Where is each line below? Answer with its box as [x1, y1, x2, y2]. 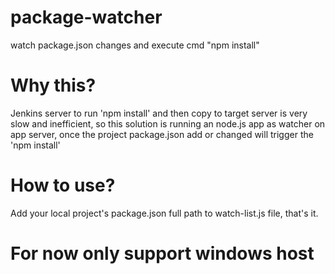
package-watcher [10, 6, 163, 29]
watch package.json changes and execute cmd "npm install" [10, 39, 260, 51]
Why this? [10, 74, 97, 97]
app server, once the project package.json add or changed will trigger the [10, 128, 314, 140]
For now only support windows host [10, 242, 315, 265]
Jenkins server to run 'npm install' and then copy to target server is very [10, 107, 308, 119]
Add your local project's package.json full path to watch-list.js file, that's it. [10, 207, 319, 219]
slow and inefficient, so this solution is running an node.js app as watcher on [10, 117, 326, 130]
